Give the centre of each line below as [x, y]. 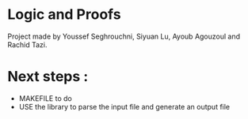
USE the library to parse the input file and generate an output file [124, 106]
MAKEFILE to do [45, 98]
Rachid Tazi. [28, 44]
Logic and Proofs [64, 15]
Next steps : [48, 77]
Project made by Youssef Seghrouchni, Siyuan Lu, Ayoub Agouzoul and [124, 36]
